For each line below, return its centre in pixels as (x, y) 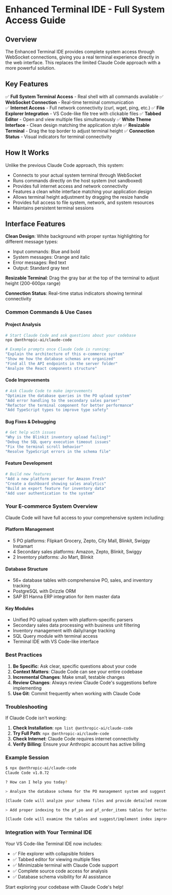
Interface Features (35, 224)
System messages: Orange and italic (51, 257)
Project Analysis (23, 324)
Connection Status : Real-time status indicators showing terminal (74, 293)
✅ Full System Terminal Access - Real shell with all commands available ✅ (84, 97)
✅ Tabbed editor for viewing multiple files (57, 859)
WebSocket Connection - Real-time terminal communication (70, 102)
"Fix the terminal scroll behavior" (44, 447)
